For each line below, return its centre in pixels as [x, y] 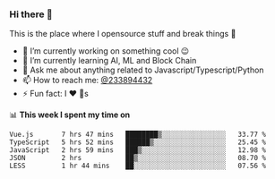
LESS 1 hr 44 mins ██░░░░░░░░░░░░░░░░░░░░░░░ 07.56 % [138, 166]
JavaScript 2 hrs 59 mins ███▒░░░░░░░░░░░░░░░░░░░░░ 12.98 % [138, 150]
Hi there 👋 [31, 14]
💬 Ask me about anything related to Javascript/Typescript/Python [143, 70]
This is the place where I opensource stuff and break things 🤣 [123, 34]
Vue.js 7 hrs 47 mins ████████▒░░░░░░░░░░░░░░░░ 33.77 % [138, 135]
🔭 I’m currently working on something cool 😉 [106, 51]
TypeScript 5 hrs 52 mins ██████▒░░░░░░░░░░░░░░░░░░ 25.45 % [138, 142]
